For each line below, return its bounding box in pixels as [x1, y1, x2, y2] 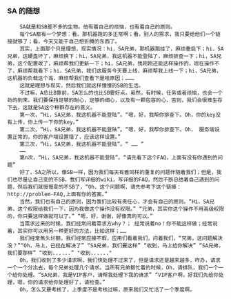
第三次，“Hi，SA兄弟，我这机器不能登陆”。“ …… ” [19, 141, 144, 148]
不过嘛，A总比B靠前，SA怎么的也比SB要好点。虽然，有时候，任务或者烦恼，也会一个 [19, 90, 223, 97]
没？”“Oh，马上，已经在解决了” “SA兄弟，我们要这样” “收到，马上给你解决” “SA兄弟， [7, 242, 224, 249]
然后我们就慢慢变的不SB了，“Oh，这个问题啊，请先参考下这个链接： [17, 184, 182, 191]
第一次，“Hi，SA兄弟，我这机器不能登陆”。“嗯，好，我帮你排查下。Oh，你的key [19, 112, 216, 119]
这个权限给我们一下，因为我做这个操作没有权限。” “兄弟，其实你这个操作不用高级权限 [17, 206, 225, 213]
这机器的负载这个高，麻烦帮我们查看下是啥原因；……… [7, 75, 134, 82]
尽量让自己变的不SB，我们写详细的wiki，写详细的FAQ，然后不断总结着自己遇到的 [17, 176, 215, 184]
